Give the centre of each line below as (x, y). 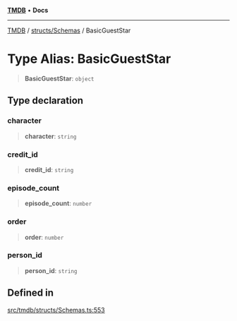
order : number (44, 237)
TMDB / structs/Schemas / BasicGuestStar (69, 30)
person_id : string (51, 270)
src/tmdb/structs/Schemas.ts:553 (56, 310)
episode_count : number (58, 203)
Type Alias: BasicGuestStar (89, 59)
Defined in (31, 293)
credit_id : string (49, 169)
